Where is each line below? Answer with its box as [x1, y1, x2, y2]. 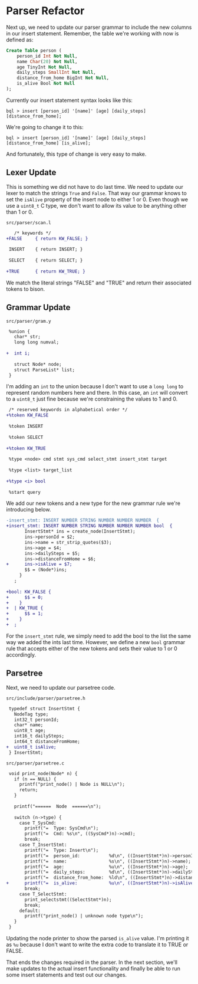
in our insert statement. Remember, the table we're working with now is [6, 29, 179, 37]
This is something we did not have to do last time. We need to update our [6, 183, 184, 190]
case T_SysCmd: [19, 820, 57, 826]
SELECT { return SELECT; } [8, 258, 83, 264]
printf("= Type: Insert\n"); [24, 847, 99, 853]
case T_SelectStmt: [19, 891, 67, 897]
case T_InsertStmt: [19, 842, 67, 848]
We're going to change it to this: [6, 123, 84, 130]
